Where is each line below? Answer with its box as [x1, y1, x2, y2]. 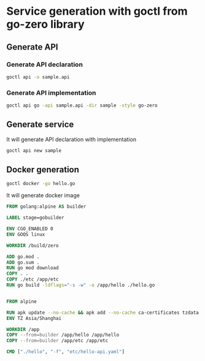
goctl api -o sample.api [6, 74, 70, 80]
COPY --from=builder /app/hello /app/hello [6, 332, 120, 338]
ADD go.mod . [6, 253, 40, 260]
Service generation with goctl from [6, 4, 188, 18]
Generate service [6, 120, 74, 130]
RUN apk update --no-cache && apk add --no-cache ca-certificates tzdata [6, 310, 199, 316]
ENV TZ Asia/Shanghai [6, 315, 62, 321]
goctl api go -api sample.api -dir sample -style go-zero [6, 102, 158, 108]
